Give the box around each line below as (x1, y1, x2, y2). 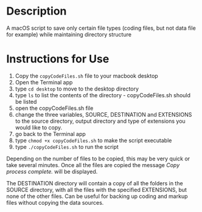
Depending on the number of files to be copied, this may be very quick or (6, 155, 190, 162)
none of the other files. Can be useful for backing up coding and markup (6, 193, 188, 200)
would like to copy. (15, 123, 63, 131)
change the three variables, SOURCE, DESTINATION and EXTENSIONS (15, 111, 192, 118)
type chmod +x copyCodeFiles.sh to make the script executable (15, 137, 172, 144)
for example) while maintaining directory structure (6, 30, 132, 38)
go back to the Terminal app (15, 130, 86, 137)
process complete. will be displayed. (6, 168, 98, 175)
